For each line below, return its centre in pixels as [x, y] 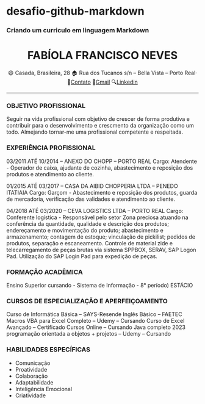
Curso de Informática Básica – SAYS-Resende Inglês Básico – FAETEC [94, 314]
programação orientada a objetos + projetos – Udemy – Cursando [89, 334]
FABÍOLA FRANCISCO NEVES [103, 56]
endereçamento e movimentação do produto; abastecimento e [85, 230]
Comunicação [33, 363]
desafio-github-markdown [75, 11]
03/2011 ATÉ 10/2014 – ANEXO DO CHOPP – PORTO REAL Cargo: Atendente [102, 161]
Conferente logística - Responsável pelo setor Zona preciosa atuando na [97, 217]
